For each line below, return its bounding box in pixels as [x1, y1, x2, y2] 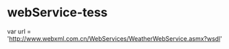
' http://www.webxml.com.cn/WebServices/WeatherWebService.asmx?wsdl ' [7, 34, 222, 42]
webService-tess [7, 5, 108, 20]
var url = [7, 27, 32, 35]
